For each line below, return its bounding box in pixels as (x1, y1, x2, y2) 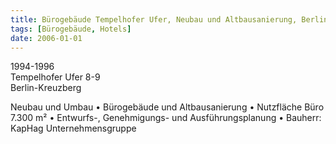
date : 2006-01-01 (10, 33, 83, 43)
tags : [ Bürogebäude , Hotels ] (10, 24, 132, 34)
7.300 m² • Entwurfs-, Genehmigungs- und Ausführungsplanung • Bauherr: (10, 112, 322, 124)
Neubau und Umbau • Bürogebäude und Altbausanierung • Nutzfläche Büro (10, 101, 325, 113)
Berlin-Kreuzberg (10, 82, 82, 94)
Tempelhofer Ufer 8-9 (10, 71, 101, 83)
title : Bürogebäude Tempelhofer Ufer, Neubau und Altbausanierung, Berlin (10, 14, 329, 25)
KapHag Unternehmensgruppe (10, 122, 137, 135)
